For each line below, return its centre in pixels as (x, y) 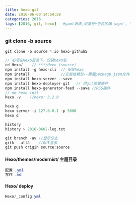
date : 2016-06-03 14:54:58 (33, 14)
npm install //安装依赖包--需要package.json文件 (68, 74)
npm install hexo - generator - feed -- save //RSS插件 (58, 88)
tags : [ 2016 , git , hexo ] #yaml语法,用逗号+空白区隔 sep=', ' (68, 24)
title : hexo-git (22, 10)
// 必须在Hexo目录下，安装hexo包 (36, 60)
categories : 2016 (23, 19)
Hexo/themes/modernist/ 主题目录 (41, 159)
